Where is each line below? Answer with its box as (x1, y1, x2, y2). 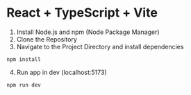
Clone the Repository (16, 35, 78, 43)
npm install (6, 55, 41, 63)
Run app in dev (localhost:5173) (16, 68, 107, 76)
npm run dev (6, 81, 41, 88)
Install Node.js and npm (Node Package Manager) (16, 28, 160, 36)
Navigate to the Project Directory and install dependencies (16, 42, 184, 51)
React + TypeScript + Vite (6, 5, 158, 21)
